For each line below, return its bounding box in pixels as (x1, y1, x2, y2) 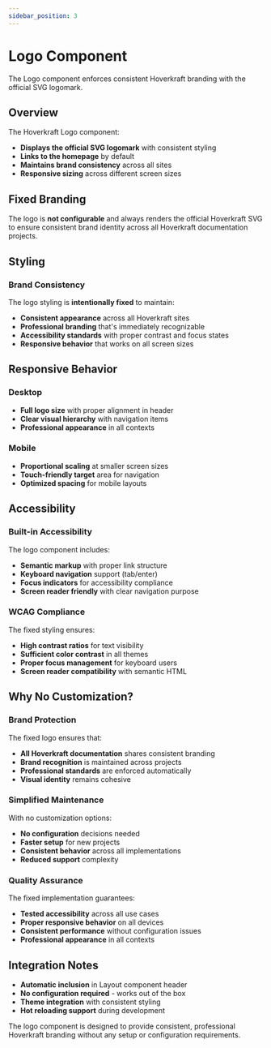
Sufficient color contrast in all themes (19, 649, 149, 659)
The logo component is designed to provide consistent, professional (8, 1021, 236, 1031)
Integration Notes (8, 958, 99, 972)
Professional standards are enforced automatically (19, 766, 192, 775)
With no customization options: (8, 813, 112, 823)
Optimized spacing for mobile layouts (19, 478, 147, 487)
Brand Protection (8, 715, 77, 726)
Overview (8, 105, 59, 119)
